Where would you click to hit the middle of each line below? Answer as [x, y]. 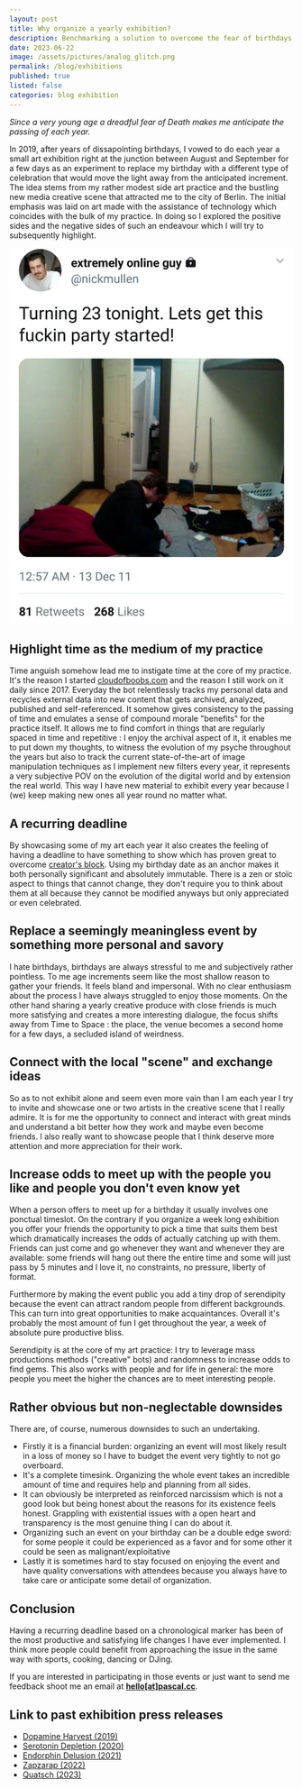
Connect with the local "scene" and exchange [141, 1062]
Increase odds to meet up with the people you [140, 1175]
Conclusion [42, 1609]
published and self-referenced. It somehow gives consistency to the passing [151, 709]
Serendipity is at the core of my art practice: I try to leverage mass [132, 1350]
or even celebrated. [46, 903]
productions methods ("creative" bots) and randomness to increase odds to [150, 1360]
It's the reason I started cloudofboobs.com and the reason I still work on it [146, 680]
